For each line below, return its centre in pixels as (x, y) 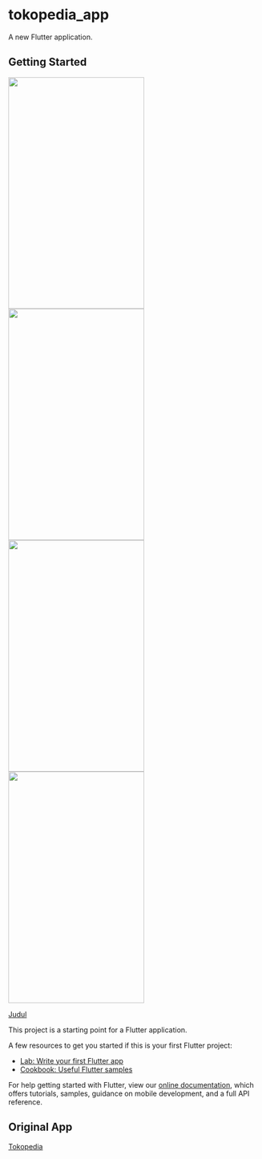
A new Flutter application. (50, 37)
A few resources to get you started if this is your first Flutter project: (120, 1045)
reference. (25, 1102)
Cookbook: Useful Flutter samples (76, 1069)
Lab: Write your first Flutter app (72, 1060)
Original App (40, 1127)
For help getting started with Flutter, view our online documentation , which (131, 1084)
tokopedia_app (59, 15)
